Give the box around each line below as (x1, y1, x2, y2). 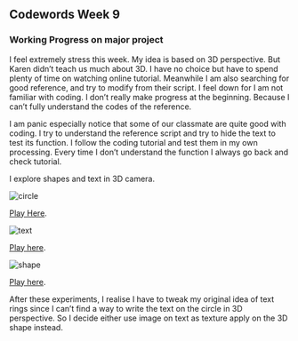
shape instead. (9, 321, 64, 332)
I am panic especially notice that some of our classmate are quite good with (9, 118, 286, 129)
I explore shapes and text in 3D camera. (9, 173, 156, 184)
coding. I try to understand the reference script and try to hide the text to (9, 128, 276, 139)
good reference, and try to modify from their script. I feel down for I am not (9, 82, 284, 92)
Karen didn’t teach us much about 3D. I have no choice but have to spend (9, 63, 278, 74)
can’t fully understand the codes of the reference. (9, 101, 192, 112)
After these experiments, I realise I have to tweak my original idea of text (9, 293, 275, 305)
